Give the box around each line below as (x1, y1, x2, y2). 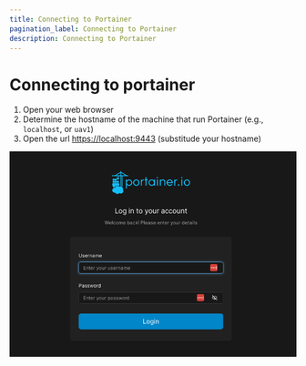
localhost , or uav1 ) (22, 124, 94, 135)
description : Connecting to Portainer (9, 34, 157, 43)
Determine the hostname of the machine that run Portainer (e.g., (22, 114, 264, 125)
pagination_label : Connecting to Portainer (9, 24, 178, 34)
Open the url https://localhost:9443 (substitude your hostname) (22, 133, 262, 145)
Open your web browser (22, 105, 114, 116)
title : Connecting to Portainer (9, 15, 132, 24)
